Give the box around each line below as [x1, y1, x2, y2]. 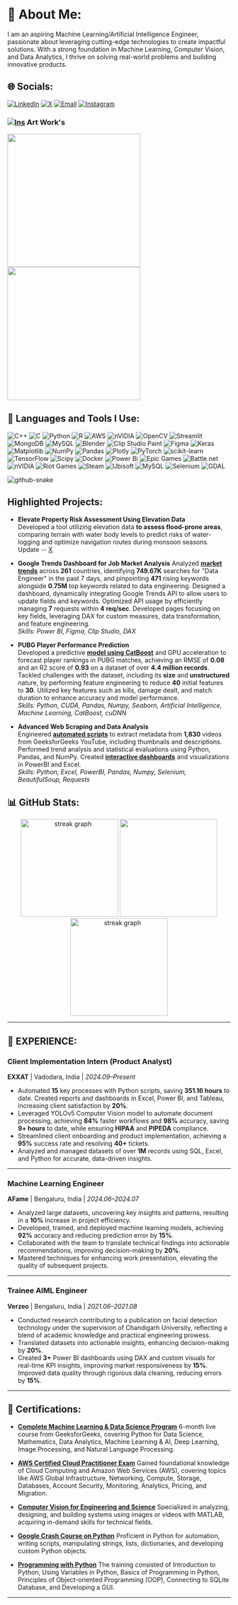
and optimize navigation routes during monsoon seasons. [41, 538, 209, 546]
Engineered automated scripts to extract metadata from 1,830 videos [17, 729, 222, 738]
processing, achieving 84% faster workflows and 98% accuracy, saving [17, 1116, 229, 1125]
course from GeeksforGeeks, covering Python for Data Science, [17, 1430, 204, 1438]
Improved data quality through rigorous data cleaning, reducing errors [17, 1369, 222, 1377]
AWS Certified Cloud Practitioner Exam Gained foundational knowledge [17, 1459, 230, 1467]
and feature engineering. [17, 619, 91, 628]
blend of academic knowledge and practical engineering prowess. [17, 1331, 211, 1339]
